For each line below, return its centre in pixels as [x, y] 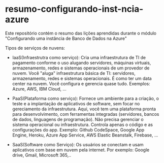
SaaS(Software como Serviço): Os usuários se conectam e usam [78, 144]
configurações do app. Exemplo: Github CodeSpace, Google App [78, 130]
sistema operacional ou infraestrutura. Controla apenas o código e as [82, 125]
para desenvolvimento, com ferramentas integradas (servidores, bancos [85, 114]
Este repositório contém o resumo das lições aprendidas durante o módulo [81, 33]
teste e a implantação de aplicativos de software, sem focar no [76, 103]
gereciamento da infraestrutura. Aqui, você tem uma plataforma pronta [84, 109]
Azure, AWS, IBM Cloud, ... [39, 89]
